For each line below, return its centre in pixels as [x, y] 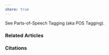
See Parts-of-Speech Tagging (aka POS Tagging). [55, 23]
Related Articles [24, 35]
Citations [16, 48]
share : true [17, 9]
